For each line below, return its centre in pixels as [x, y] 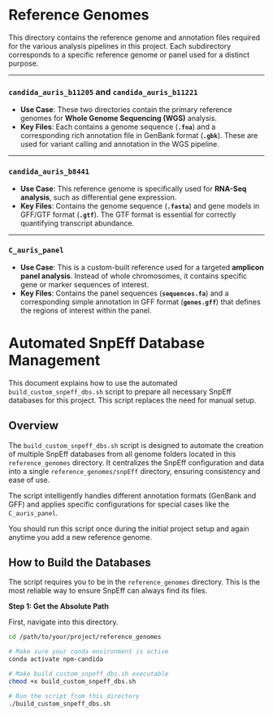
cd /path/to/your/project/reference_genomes [85, 637]
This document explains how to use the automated [93, 382]
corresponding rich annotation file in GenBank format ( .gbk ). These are [139, 136]
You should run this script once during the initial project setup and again [129, 528]
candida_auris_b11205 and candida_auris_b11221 [103, 92]
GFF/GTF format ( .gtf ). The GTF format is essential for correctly [128, 214]
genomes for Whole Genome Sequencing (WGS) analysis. [119, 119]
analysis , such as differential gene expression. [98, 197]
